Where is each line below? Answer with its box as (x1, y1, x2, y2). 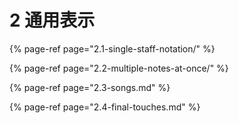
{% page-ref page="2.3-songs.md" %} (9, 81, 171, 93)
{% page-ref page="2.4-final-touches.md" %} (9, 101, 201, 113)
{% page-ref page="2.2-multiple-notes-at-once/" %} (9, 62, 229, 74)
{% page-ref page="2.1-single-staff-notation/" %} (9, 42, 216, 55)
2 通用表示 (9, 9, 96, 32)
